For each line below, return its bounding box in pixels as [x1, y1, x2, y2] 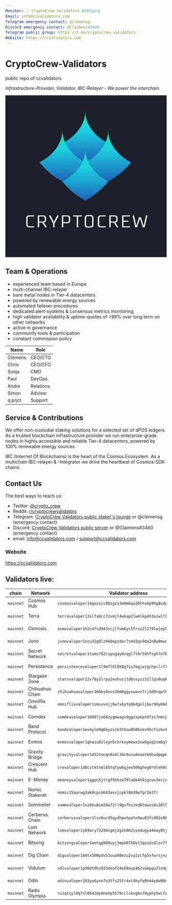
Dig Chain [28, 852, 49, 858]
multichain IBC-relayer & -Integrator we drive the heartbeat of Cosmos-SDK [5, 459, 165, 465]
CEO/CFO [30, 361, 51, 367]
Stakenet [28, 791, 47, 798]
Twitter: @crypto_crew [12, 503, 61, 509]
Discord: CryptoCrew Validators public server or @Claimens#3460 [12, 524, 154, 531]
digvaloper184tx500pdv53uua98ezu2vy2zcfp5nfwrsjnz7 [57, 853, 170, 858]
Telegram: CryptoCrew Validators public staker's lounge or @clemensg [12, 514, 163, 520]
